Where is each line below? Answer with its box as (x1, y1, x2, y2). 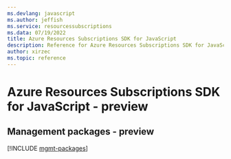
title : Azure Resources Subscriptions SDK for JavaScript (7, 36, 177, 42)
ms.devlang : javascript (7, 10, 76, 17)
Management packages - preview (7, 126, 155, 138)
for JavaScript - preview (7, 99, 148, 114)
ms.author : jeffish (7, 16, 63, 23)
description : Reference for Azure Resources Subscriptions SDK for (7, 42, 205, 49)
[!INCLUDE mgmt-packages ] (7, 144, 88, 152)
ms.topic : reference (7, 55, 67, 62)
